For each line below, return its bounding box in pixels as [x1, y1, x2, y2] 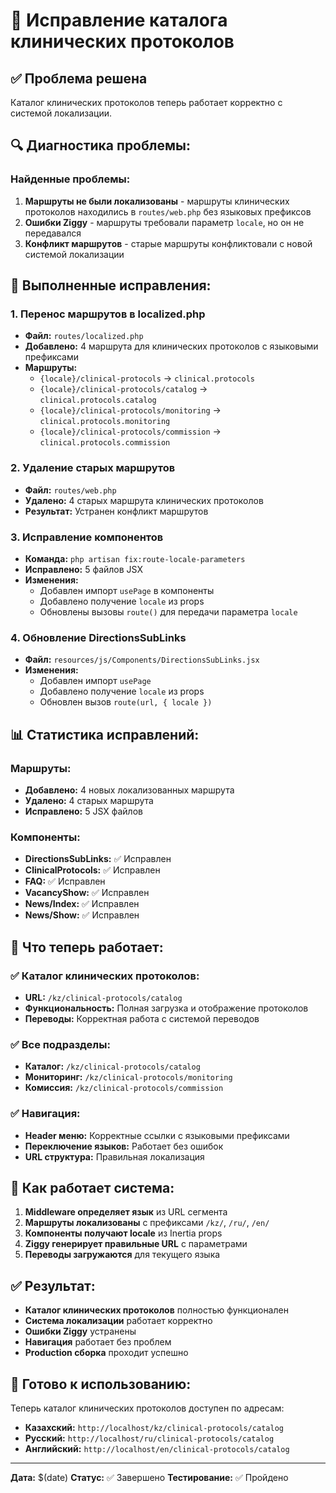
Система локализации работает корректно [24, 1315, 213, 1327]
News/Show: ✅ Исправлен [24, 909, 140, 921]
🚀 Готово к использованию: [10, 1375, 192, 1393]
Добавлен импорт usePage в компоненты [39, 584, 215, 596]
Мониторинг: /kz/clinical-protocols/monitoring [24, 1071, 233, 1083]
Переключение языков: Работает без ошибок [24, 1140, 224, 1152]
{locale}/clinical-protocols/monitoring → [39, 404, 222, 416]
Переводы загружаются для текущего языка [24, 1249, 221, 1261]
